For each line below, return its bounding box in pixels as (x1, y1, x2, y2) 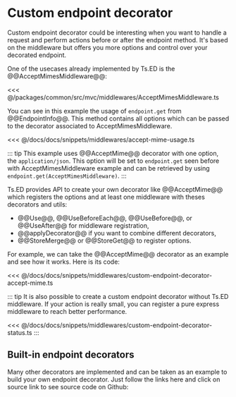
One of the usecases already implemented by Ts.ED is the (7, 64, 175, 73)
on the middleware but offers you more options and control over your (7, 43, 208, 51)
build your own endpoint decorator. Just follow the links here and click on (7, 375, 221, 384)
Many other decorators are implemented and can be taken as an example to (7, 367, 228, 376)
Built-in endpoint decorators (7, 349, 135, 361)
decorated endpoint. (7, 51, 67, 59)
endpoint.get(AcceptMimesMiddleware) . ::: (7, 171, 127, 180)
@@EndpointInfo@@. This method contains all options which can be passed (7, 114, 230, 123)
